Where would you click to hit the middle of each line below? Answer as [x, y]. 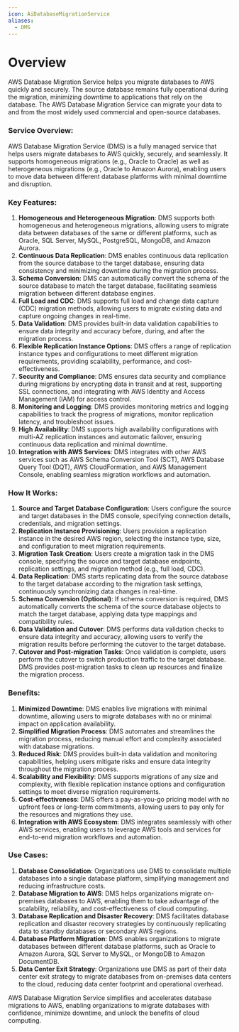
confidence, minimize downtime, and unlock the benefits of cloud [104, 1013]
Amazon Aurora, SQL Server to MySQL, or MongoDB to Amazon [112, 954]
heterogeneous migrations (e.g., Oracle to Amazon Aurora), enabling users [117, 168]
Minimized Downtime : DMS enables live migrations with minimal [113, 709]
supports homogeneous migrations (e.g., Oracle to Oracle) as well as [109, 161]
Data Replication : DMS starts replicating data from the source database [123, 576]
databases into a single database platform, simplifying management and [124, 878]
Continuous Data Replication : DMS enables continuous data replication [123, 255]
